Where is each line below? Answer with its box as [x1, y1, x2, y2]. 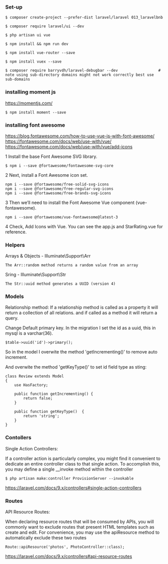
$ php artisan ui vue [5, 33, 51, 38]
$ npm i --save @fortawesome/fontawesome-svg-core [5, 163, 114, 168]
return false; [23, 396, 53, 401]
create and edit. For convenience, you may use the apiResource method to [5, 529, 160, 536]
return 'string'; [23, 414, 59, 419]
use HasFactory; [14, 383, 49, 388]
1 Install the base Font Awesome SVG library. [5, 153, 98, 160]
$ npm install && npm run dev [5, 41, 69, 46]
